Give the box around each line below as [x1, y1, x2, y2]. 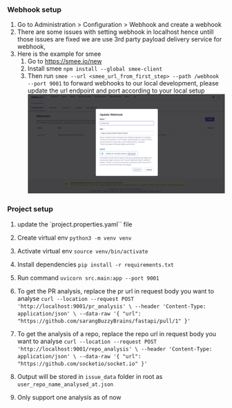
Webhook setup [7, 5, 62, 14]
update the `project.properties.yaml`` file [17, 220, 133, 229]
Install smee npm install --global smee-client [27, 64, 163, 73]
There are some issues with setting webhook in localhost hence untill [17, 28, 214, 36]
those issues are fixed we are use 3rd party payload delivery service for [17, 35, 222, 43]
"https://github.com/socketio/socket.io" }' [17, 360, 148, 367]
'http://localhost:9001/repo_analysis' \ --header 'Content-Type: [17, 345, 213, 353]
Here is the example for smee [17, 50, 101, 58]
